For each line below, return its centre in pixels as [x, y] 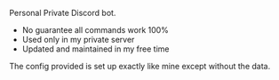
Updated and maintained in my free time [96, 49]
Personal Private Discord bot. [63, 13]
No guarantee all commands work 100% [95, 30]
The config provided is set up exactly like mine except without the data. [140, 66]
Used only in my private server [78, 40]
